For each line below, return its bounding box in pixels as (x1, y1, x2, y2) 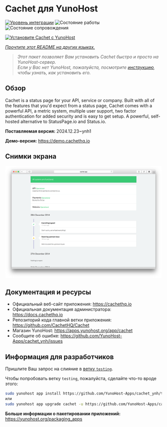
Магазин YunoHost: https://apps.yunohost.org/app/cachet (12, 327, 133, 334)
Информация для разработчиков (5, 352, 114, 361)
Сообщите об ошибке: (12, 333, 60, 339)
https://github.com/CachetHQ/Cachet (12, 322, 89, 328)
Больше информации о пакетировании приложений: (5, 411, 121, 417)
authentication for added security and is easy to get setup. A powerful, (5, 113, 150, 119)
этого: (5, 381, 18, 387)
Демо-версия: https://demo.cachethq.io (5, 138, 90, 143)
